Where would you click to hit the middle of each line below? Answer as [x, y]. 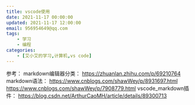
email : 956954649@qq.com [37, 28]
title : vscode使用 [28, 12]
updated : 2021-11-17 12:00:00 [44, 23]
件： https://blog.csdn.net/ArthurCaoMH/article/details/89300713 [86, 96]
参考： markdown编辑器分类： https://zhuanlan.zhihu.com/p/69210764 [93, 73]
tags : [13, 34]
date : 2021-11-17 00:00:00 [40, 17]
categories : [21, 50]
